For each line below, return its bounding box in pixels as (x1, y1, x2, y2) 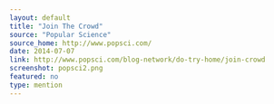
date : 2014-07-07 (9, 47, 75, 56)
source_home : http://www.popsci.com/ (9, 38, 152, 48)
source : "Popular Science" (9, 30, 112, 39)
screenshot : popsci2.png (9, 64, 103, 73)
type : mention (9, 80, 64, 90)
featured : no (9, 72, 59, 81)
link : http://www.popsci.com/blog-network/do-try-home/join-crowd (9, 55, 266, 64)
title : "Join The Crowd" (9, 22, 103, 31)
